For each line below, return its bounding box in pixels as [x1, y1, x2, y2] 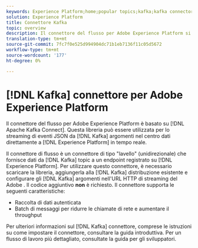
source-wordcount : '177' [6, 52, 67, 58]
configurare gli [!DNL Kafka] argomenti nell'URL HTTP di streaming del [6, 175, 178, 182]
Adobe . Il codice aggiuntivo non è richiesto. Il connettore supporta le [6, 182, 175, 189]
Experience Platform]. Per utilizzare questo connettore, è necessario [6, 163, 172, 170]
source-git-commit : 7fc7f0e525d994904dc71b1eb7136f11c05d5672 [6, 42, 162, 48]
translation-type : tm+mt [6, 36, 67, 42]
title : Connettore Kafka [6, 19, 67, 25]
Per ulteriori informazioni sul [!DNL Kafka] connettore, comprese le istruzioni [6, 223, 192, 230]
